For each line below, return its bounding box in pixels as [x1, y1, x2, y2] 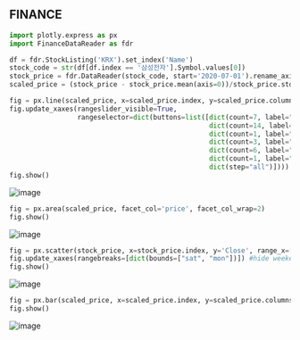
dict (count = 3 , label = [208, 137, 290, 146]
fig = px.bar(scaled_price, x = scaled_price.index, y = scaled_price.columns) [9, 296, 297, 305]
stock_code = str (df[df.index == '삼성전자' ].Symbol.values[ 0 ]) [9, 63, 246, 72]
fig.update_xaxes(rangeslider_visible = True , [9, 104, 178, 113]
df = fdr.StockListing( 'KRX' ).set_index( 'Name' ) [9, 55, 194, 64]
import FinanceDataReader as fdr [9, 39, 134, 48]
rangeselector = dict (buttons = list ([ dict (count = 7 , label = [77, 112, 290, 121]
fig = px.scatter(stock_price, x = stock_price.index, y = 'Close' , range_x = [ [9, 245, 294, 255]
